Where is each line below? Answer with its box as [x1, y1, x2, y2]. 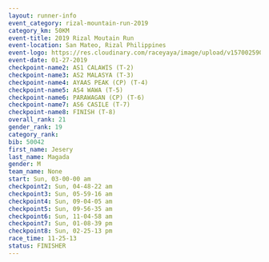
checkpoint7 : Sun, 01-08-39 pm [8, 220, 113, 228]
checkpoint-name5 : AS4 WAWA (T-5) [8, 85, 124, 94]
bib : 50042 [8, 137, 45, 146]
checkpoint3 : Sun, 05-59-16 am [8, 189, 113, 198]
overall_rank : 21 [8, 116, 66, 124]
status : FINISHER [8, 242, 66, 250]
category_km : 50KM [8, 26, 70, 34]
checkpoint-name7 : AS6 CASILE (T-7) [8, 101, 130, 109]
